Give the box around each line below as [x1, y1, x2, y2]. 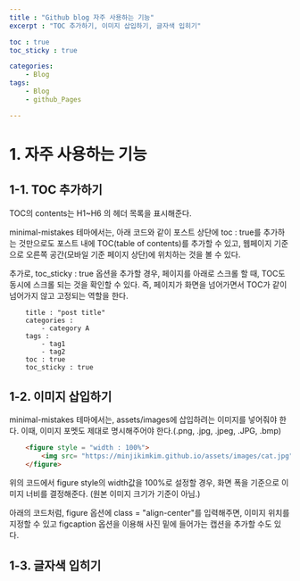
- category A [41, 323, 90, 333]
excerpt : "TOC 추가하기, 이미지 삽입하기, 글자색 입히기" [9, 21, 202, 30]
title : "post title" [25, 308, 105, 317]
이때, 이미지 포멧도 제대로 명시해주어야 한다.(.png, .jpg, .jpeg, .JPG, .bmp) [21, 426, 282, 436]
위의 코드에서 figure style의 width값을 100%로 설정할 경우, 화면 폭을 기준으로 [9, 477, 279, 488]
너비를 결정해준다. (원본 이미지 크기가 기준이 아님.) [25, 488, 201, 500]
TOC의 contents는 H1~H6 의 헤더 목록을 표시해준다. [9, 207, 192, 219]
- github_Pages [25, 95, 82, 104]
